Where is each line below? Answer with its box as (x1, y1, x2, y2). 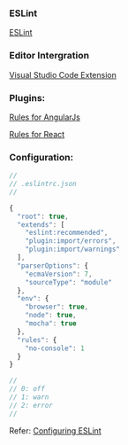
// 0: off (9, 385, 46, 394)
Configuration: (9, 151, 73, 163)
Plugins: (9, 91, 46, 104)
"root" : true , (17, 212, 69, 221)
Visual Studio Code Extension (9, 69, 117, 80)
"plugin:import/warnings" (25, 245, 121, 254)
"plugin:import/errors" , (25, 237, 117, 246)
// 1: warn (9, 393, 49, 402)
